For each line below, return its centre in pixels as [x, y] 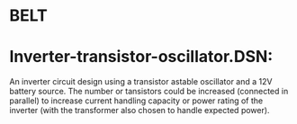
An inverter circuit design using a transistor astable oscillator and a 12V [141, 82]
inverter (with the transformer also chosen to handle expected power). [139, 111]
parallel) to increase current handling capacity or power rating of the [136, 101]
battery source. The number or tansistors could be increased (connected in [149, 92]
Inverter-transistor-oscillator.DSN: [141, 57]
